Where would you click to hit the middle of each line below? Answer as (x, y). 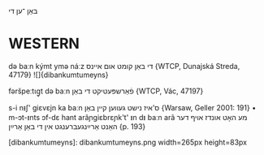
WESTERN (44, 44)
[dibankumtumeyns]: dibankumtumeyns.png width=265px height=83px (128, 142)
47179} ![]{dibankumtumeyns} (58, 75)
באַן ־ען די (23, 11)
